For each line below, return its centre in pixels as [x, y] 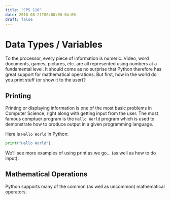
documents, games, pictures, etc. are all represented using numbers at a [81, 64]
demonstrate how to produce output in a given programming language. [79, 124]
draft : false [19, 19]
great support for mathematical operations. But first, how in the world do [81, 74]
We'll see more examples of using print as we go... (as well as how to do [81, 153]
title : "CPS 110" [24, 10]
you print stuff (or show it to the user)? [46, 80]
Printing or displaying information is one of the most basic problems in [79, 108]
